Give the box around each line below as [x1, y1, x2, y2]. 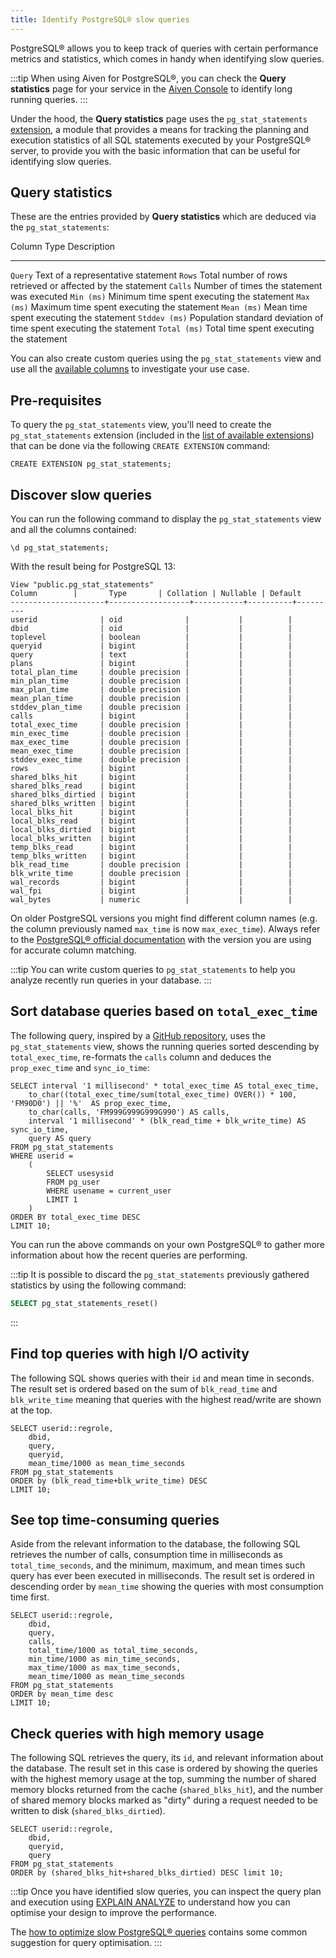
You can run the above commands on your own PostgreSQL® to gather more [10, 1238, 325, 1250]
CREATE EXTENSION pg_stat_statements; [10, 459, 172, 470]
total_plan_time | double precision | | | [10, 667, 293, 678]
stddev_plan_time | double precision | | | [10, 702, 293, 713]
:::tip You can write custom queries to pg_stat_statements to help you [10, 964, 296, 976]
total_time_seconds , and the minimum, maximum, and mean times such [10, 1559, 306, 1571]
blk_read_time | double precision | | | [10, 860, 293, 870]
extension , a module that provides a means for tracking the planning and [10, 123, 310, 135]
